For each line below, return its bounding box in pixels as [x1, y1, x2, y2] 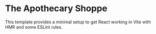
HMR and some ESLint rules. [5, 24, 63, 30]
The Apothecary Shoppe [5, 3, 107, 14]
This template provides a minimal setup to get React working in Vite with [5, 19, 151, 25]
